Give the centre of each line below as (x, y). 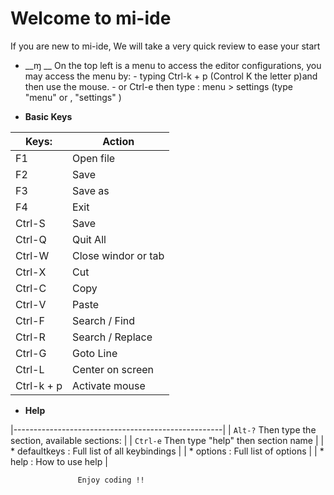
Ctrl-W (32, 255)
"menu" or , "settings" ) (73, 97)
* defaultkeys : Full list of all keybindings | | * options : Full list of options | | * (167, 451)
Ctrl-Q (31, 239)
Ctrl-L (30, 369)
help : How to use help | (59, 461)
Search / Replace (112, 337)
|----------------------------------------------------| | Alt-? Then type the (163, 429)
